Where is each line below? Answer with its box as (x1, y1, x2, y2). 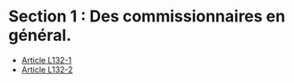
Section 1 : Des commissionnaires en (8, 6, 286, 27)
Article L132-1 (21, 54, 72, 65)
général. (8, 25, 72, 46)
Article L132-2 (21, 64, 73, 75)
